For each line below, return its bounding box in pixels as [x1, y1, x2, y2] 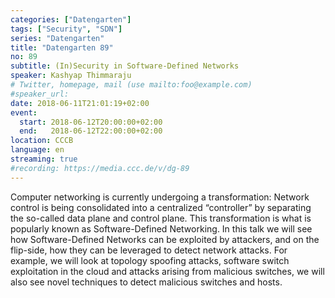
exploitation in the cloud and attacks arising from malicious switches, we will [10, 265, 325, 277]
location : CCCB [10, 136, 74, 146]
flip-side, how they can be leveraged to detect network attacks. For [10, 244, 288, 256]
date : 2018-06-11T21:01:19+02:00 [10, 98, 150, 108]
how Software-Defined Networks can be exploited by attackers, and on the [10, 233, 320, 245]
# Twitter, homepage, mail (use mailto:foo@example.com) [10, 80, 253, 90]
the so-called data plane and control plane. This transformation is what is [10, 212, 312, 224]
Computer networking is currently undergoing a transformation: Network [10, 191, 310, 203]
